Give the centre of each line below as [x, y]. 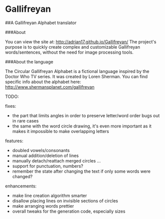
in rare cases [25, 121]
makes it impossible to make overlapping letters [61, 131]
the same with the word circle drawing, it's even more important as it [82, 126]
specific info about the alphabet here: [43, 82]
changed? [22, 176]
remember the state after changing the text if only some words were [81, 171]
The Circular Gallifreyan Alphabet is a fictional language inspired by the [77, 71]
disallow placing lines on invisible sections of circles [65, 201]
